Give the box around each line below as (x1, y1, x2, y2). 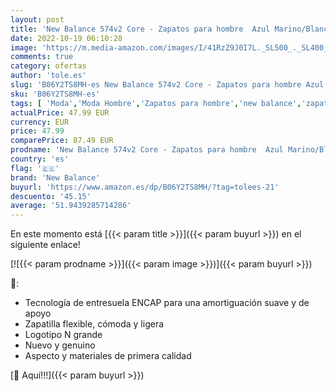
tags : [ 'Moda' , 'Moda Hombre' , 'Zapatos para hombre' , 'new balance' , (10, 98, 302, 108)
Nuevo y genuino (24, 339, 96, 351)
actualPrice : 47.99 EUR (10, 107, 110, 118)
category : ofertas (10, 61, 87, 71)
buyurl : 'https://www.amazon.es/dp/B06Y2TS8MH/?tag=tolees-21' (10, 182, 280, 192)
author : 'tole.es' (10, 71, 87, 81)
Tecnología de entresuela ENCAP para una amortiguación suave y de (24, 297, 310, 309)
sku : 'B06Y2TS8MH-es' (10, 89, 101, 99)
